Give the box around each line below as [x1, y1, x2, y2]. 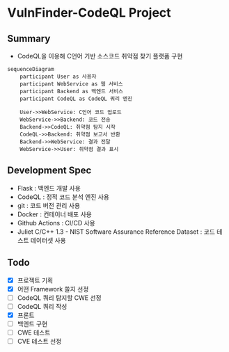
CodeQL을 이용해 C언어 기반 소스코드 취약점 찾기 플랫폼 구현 [17, 52, 183, 60]
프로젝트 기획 [17, 276, 54, 285]
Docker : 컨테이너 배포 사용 [17, 210, 92, 218]
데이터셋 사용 [30, 236, 66, 244]
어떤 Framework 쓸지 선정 [17, 285, 89, 293]
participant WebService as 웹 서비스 [19, 81, 123, 88]
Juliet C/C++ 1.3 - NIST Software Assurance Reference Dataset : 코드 [17, 227, 216, 236]
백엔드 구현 [17, 319, 48, 328]
